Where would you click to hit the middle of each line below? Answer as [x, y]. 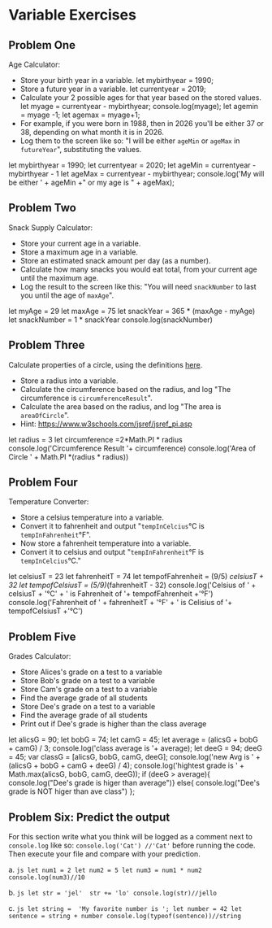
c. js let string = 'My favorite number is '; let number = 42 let [125, 908]
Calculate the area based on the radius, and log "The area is [121, 406]
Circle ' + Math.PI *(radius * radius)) [69, 456]
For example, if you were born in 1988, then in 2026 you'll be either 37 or [142, 123]
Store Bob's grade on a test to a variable [88, 681]
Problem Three [47, 345]
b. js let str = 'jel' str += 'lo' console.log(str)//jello [113, 893]
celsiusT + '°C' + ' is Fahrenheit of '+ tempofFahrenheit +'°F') [111, 594]
